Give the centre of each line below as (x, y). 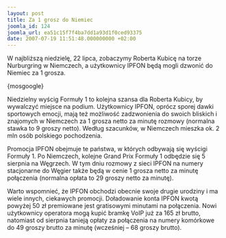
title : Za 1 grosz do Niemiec (50, 20)
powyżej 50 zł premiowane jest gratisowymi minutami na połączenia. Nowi (112, 206)
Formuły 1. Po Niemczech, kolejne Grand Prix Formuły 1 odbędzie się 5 (106, 156)
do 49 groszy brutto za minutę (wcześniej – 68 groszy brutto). (95, 228)
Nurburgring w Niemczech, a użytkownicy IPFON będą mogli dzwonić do (110, 66)
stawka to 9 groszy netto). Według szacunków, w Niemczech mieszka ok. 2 (113, 129)
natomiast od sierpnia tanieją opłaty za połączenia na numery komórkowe (111, 220)
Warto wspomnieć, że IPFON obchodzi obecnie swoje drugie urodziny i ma (113, 191)
